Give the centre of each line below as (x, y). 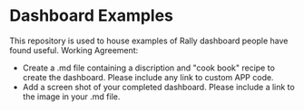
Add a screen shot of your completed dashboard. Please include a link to (158, 87)
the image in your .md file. (71, 97)
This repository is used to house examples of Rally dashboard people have (149, 41)
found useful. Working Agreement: (74, 50)
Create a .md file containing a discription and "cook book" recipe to (148, 68)
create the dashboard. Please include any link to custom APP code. (148, 77)
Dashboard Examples (92, 16)
